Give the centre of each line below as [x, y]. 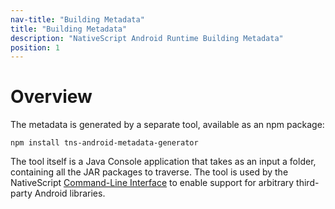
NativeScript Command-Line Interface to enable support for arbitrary [152, 183]
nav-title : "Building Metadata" [77, 19]
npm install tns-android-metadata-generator [104, 143]
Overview [51, 97]
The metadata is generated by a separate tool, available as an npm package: [167, 125]
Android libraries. [70, 193]
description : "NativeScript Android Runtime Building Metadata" [147, 38]
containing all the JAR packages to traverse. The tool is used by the [149, 172]
